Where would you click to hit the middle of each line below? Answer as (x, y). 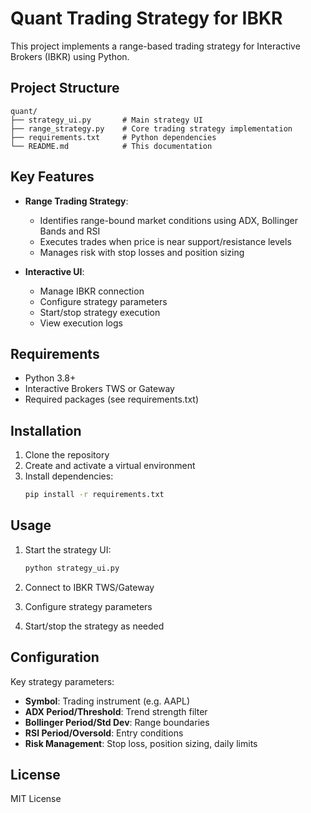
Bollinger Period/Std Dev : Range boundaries (117, 722)
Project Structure (65, 88)
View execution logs (81, 323)
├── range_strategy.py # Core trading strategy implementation (151, 128)
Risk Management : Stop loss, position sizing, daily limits (141, 743)
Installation (46, 430)
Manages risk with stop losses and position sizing (142, 252)
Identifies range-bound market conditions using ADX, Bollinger (168, 220)
